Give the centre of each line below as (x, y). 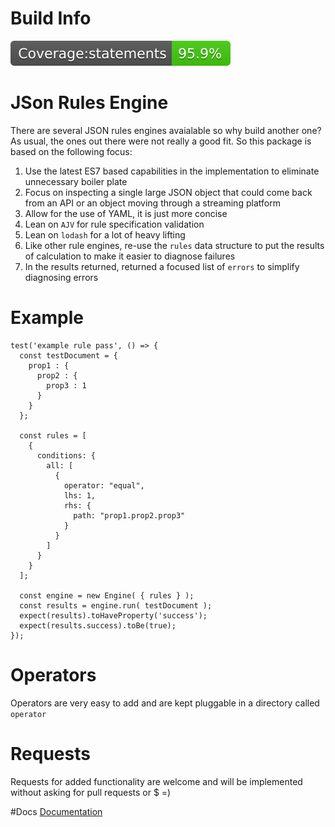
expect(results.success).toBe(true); (98, 625)
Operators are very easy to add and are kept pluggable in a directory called (165, 703)
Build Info (51, 18)
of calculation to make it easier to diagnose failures (130, 256)
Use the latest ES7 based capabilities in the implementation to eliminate (172, 171)
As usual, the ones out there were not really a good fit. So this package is (161, 141)
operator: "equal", (104, 485)
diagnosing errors (61, 277)
